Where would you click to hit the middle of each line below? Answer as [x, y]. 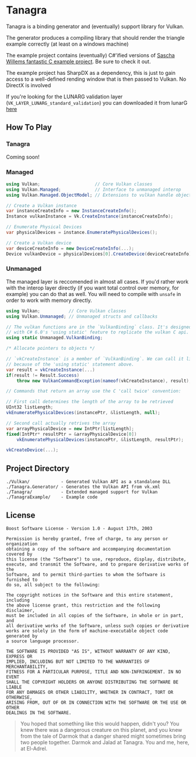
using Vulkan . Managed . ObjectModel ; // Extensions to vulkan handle [90, 195]
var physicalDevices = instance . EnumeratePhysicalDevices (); [82, 233]
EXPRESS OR [19, 656]
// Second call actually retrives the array [61, 423]
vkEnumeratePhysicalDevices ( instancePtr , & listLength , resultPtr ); [100, 439]
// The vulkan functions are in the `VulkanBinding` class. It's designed [99, 327]
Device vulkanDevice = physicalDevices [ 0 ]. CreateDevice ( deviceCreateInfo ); [100, 254]
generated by [22, 636]
